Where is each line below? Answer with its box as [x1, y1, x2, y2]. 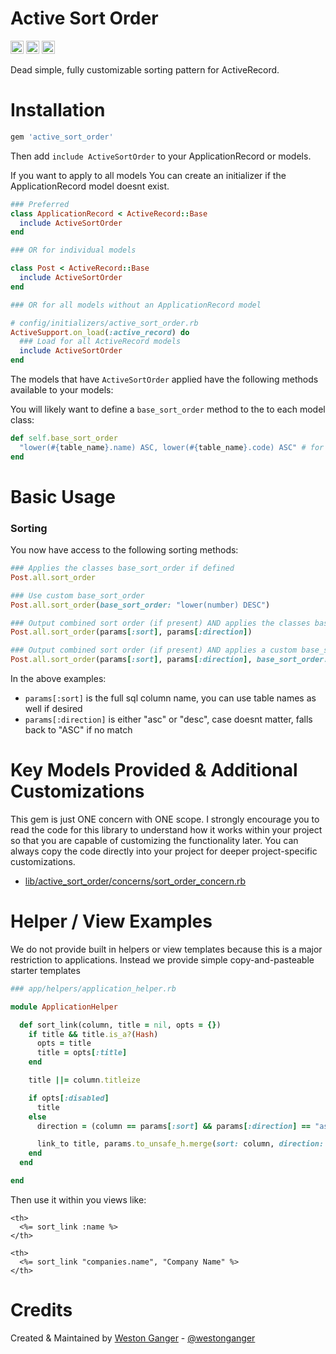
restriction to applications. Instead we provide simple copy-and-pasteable [10, 953, 315, 966]
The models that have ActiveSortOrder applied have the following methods [10, 373, 319, 385]
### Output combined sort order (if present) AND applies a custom [10, 645, 298, 656]
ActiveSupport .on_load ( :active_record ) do [10, 327, 190, 337]
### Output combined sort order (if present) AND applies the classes [10, 618, 311, 628]
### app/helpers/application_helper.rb [10, 983, 177, 994]
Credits [10, 1299, 73, 1322]
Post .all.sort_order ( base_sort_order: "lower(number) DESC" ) [10, 600, 271, 610]
